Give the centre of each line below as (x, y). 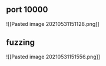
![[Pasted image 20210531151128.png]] (53, 24)
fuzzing (21, 43)
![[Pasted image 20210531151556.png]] (53, 57)
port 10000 (27, 10)
